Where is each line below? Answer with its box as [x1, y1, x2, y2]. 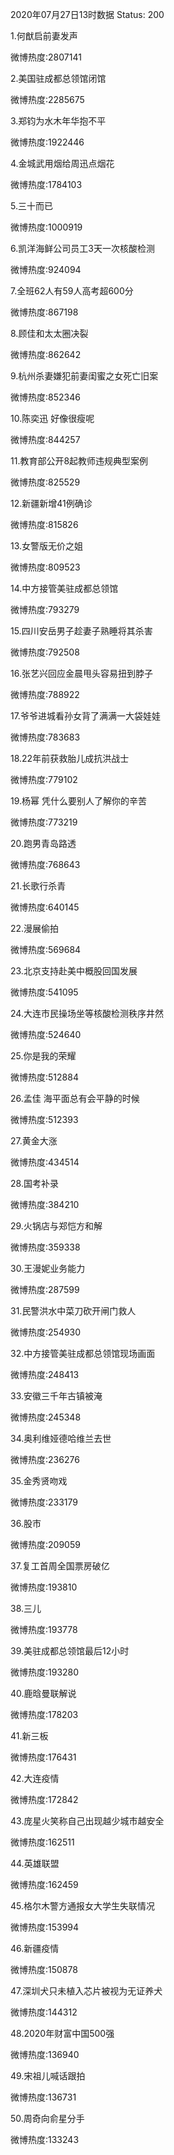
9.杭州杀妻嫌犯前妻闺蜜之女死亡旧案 [10, 370, 159, 382]
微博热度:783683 [10, 731, 81, 743]
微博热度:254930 [10, 1326, 82, 1338]
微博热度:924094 [10, 264, 82, 275]
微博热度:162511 [10, 1836, 75, 1848]
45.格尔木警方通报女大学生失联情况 [10, 1900, 156, 1912]
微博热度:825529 [10, 476, 81, 488]
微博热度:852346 [10, 391, 81, 403]
